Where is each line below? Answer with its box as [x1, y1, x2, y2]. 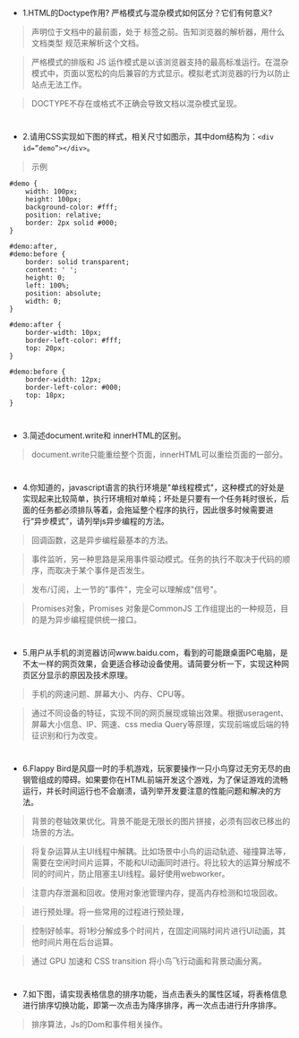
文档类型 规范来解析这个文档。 [30, 38, 144, 48]
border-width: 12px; [25, 375, 102, 384]
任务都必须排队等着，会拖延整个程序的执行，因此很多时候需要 [38, 504, 266, 515]
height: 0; [25, 273, 66, 283]
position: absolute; [25, 289, 102, 298]
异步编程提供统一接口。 [55, 613, 141, 624]
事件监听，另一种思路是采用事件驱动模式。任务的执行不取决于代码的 [30, 553, 283, 564]
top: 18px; [25, 391, 66, 400]
